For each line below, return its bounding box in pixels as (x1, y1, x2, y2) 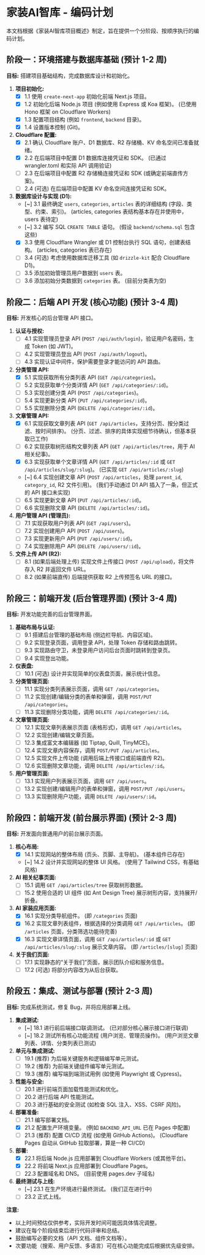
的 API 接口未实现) (24, 489, 70, 496)
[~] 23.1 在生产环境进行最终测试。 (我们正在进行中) (24, 1186, 152, 1193)
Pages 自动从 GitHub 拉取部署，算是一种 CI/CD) (24, 1140, 146, 1147)
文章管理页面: (15, 716, 50, 723)
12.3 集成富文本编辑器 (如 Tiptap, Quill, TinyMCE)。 (24, 739, 154, 746)
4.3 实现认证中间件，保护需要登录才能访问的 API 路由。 (24, 358, 164, 365)
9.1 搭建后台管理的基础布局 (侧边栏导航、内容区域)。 (24, 631, 156, 639)
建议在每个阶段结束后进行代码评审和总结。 (15, 1227, 123, 1234)
